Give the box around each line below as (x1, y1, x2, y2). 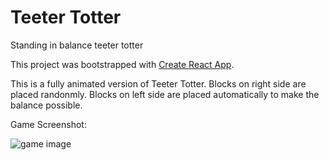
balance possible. (10, 99, 83, 111)
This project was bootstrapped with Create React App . (10, 58, 235, 70)
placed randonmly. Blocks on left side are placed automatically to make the (10, 88, 320, 100)
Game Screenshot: (10, 118, 87, 130)
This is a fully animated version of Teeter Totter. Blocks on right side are (10, 77, 307, 90)
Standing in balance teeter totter (10, 39, 144, 51)
